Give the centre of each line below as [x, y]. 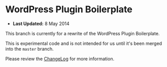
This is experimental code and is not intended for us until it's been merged [84, 43]
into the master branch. [29, 49]
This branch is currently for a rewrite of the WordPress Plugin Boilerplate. [82, 33]
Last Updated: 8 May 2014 [41, 24]
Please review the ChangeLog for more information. [60, 59]
